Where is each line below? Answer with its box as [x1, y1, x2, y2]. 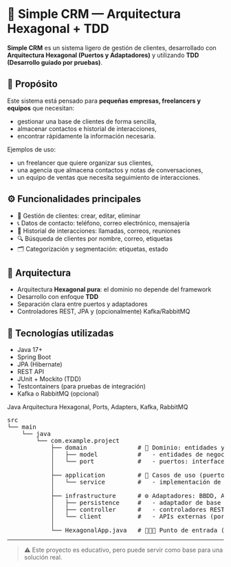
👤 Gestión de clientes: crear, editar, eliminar [16, 212, 141, 220]
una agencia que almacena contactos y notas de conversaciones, [16, 165, 203, 174]
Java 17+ [16, 346, 43, 354]
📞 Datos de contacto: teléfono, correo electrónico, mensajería [16, 218, 190, 227]
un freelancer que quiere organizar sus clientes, [16, 158, 153, 167]
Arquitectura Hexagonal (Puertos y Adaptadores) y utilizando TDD [7, 51, 199, 59]
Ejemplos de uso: [7, 145, 56, 154]
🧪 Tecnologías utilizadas [7, 327, 114, 339]
